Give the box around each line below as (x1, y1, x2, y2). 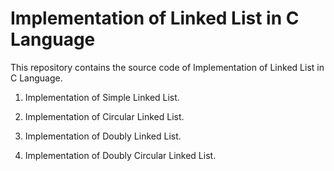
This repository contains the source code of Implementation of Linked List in (10, 61, 325, 73)
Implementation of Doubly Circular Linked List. (24, 149, 217, 161)
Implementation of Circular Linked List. (24, 110, 185, 122)
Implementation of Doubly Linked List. (24, 130, 182, 142)
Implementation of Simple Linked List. (24, 91, 180, 103)
